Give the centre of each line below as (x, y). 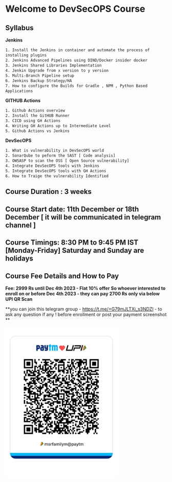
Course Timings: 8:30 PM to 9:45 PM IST (72, 243)
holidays (19, 259)
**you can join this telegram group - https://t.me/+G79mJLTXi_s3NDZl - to (84, 309)
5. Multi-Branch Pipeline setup (40, 76)
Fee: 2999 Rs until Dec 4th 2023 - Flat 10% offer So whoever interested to (85, 288)
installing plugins (26, 55)
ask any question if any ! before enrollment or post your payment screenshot (86, 314)
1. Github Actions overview (35, 111)
